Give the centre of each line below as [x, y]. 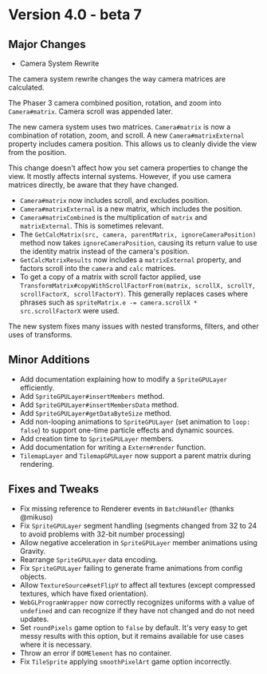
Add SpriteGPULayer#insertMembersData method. [99, 405]
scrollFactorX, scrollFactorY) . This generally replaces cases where [134, 294]
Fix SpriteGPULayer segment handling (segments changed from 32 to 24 [138, 525]
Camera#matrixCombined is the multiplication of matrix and [113, 217]
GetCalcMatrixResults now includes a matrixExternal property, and [130, 260]
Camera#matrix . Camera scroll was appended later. [90, 111]
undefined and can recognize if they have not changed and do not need [137, 610]
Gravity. [33, 551]
